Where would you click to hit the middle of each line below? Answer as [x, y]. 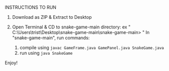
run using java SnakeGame [46, 53]
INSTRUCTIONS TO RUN [31, 7]
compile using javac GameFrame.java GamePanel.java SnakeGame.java [92, 47]
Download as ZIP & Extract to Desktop [52, 17]
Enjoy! [11, 63]
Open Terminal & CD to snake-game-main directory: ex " [71, 27]
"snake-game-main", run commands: [51, 38]
